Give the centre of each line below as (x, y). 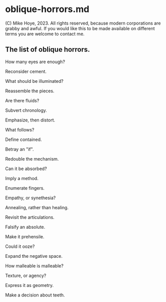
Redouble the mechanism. (32, 159)
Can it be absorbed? (26, 169)
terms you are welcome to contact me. (45, 34)
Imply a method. (22, 178)
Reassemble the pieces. (30, 91)
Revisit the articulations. (30, 217)
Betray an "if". (19, 149)
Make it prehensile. (25, 236)
